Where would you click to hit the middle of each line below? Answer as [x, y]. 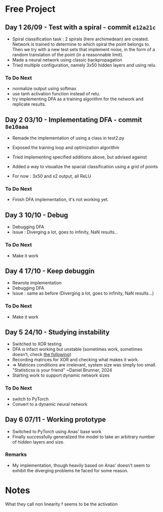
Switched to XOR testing [37, 344]
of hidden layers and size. [38, 442]
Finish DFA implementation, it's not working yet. [60, 200]
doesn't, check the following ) [42, 355]
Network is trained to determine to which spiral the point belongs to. [81, 44]
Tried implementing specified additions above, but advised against [80, 157]
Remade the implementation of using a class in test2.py [68, 138]
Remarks [16, 454]
